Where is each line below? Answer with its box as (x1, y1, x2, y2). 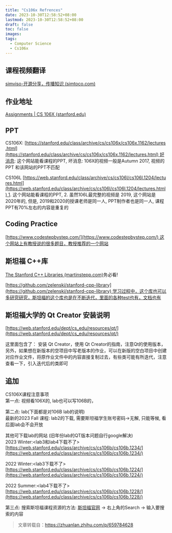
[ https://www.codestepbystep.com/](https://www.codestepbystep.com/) (5, 234, 159, 240)
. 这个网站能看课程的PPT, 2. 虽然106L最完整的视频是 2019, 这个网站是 (10, 191, 156, 198)
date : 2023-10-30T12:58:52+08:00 (5, 12, 77, 17)
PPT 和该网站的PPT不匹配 (5, 164, 60, 170)
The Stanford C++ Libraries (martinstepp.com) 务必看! (5, 271, 118, 278)
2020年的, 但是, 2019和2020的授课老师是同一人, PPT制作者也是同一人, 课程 (5, 198, 165, 204)
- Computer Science (10, 41, 52, 46)
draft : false (5, 22, 33, 27)
